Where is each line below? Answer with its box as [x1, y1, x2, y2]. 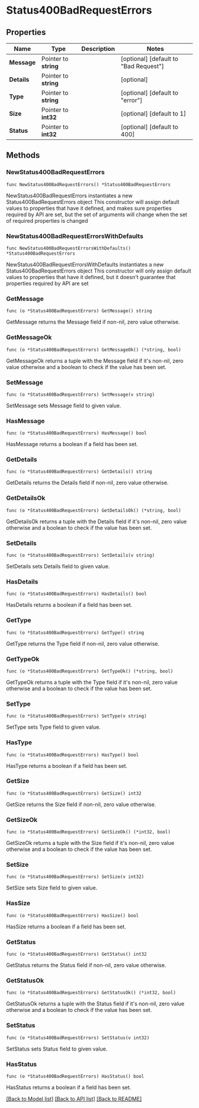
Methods [6, 150, 40, 161]
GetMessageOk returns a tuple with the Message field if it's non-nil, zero [6, 357, 184, 364]
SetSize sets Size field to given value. [6, 884, 98, 892]
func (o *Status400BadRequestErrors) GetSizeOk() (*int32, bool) [6, 829, 171, 835]
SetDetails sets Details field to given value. [6, 563, 110, 570]
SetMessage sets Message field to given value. [6, 402, 121, 409]
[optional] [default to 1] [120, 110, 187, 117]
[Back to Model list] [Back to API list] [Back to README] [6, 1095, 142, 1102]
